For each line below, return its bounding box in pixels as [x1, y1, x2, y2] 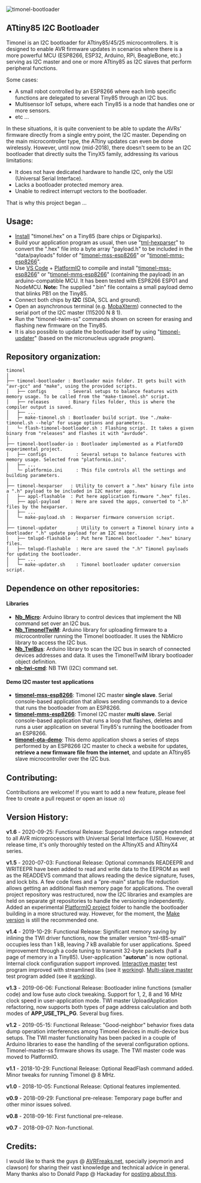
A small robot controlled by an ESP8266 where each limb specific [14, 88, 176, 95]
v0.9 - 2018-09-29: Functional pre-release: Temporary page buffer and [6, 1094, 182, 1101]
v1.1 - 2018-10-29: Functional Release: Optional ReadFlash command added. [6, 1065, 194, 1072]
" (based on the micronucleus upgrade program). [33, 334, 156, 341]
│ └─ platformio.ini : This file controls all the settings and [6, 467, 186, 473]
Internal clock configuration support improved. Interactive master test [6, 960, 178, 967]
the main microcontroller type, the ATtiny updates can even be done [6, 137, 173, 145]
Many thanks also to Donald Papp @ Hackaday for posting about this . [6, 1170, 178, 1177]
